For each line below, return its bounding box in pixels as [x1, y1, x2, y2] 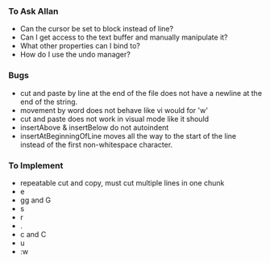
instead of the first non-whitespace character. [19, 140, 173, 149]
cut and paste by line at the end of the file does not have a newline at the [19, 88, 263, 98]
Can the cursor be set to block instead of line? [19, 24, 174, 34]
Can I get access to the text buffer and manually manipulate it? [19, 32, 228, 42]
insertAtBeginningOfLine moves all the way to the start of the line [19, 131, 236, 140]
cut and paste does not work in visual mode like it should [19, 114, 210, 123]
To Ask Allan [8, 6, 59, 17]
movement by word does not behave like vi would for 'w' [19, 105, 208, 115]
